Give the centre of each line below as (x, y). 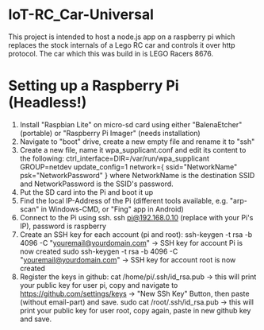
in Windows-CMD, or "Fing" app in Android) (112, 209)
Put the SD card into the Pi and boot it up (86, 192)
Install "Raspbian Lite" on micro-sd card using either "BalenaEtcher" (131, 124)
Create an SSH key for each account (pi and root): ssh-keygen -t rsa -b (136, 234)
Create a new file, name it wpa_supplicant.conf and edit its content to (133, 149)
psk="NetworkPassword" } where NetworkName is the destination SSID (137, 175)
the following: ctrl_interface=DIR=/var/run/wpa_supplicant (115, 158)
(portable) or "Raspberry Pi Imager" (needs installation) (110, 133)
